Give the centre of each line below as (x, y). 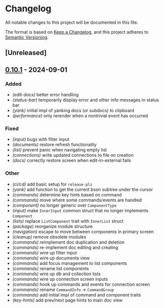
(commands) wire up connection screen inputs (60, 279)
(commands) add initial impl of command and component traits (77, 295)
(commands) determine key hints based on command (67, 194)
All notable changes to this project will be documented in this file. (72, 22)
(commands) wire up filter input (45, 252)
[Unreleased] (26, 53)
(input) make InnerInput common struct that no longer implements (80, 210)
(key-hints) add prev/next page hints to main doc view (67, 300)
